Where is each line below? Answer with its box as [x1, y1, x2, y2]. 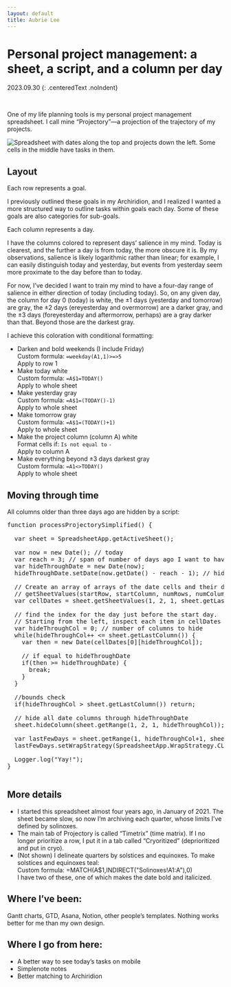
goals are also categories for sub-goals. [7, 212, 120, 221]
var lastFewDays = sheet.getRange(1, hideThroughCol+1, [14, 735, 207, 743]
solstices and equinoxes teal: [16, 858, 100, 866]
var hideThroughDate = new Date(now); [14, 563, 146, 570]
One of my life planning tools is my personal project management [7, 110, 192, 119]
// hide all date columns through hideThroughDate [14, 715, 189, 722]
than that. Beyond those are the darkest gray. [7, 318, 135, 326]
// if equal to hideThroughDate [21, 652, 131, 660]
